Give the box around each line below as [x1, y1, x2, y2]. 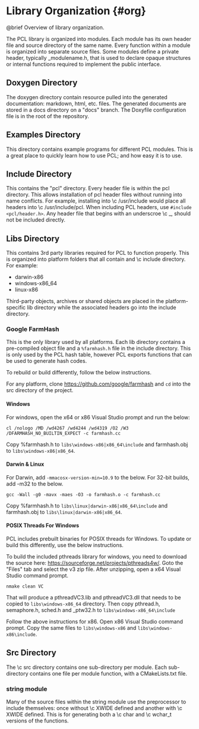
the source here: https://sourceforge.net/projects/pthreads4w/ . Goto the [6, 560, 184, 567]
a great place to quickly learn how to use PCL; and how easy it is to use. [6, 152, 182, 159]
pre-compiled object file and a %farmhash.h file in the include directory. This [6, 345, 191, 352]
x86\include [6, 632, 36, 638]
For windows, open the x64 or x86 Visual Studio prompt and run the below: [6, 414, 190, 421]
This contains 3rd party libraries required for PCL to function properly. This [6, 250, 189, 257]
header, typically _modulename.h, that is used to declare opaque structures [6, 54, 191, 61]
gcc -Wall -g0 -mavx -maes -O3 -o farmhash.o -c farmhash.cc [6, 491, 161, 497]
